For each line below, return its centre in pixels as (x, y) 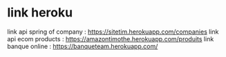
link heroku (40, 13)
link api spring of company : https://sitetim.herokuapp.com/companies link (113, 32)
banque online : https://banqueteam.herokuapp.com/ (83, 46)
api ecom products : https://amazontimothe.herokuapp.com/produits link (111, 38)
